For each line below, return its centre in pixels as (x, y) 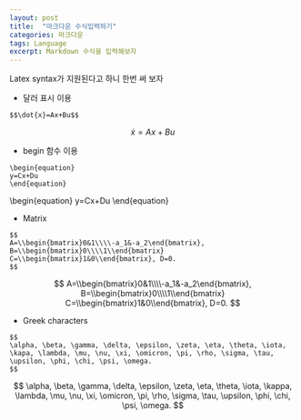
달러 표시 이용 (47, 98)
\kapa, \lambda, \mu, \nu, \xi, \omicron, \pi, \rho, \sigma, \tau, (142, 354)
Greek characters (55, 321)
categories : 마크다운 (46, 35)
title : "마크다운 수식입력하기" (63, 26)
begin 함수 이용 (50, 151)
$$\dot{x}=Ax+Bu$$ (44, 115)
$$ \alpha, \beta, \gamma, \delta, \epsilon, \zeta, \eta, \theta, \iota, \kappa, (153, 386)
